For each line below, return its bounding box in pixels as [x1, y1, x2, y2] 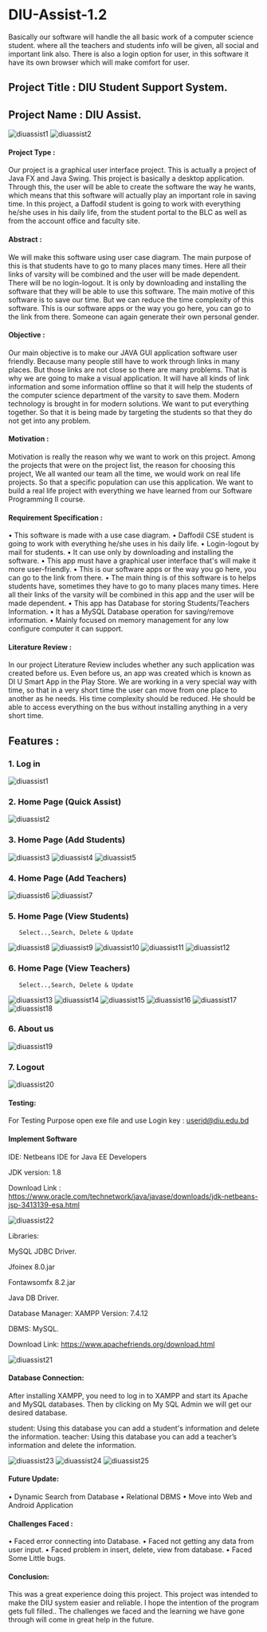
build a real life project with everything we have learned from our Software [8, 485, 253, 495]
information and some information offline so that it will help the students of [8, 381, 253, 391]
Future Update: [8, 1474, 60, 1484]
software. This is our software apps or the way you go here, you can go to [8, 303, 251, 313]
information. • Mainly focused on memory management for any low [8, 616, 230, 625]
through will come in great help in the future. [8, 1615, 155, 1625]
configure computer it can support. [8, 624, 124, 633]
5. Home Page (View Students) [8, 910, 129, 921]
